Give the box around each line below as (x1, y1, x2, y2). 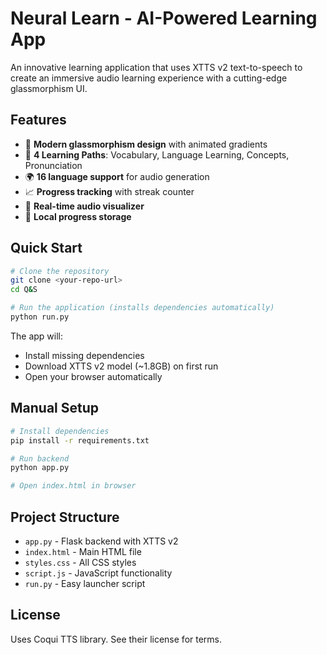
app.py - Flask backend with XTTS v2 (24, 535, 179, 547)
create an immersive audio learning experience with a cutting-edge (10, 72, 288, 84)
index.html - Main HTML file (24, 545, 142, 557)
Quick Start (10, 240, 83, 257)
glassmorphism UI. (10, 82, 88, 94)
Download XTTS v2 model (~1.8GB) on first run (24, 360, 219, 372)
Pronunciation (24, 159, 83, 171)
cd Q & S (10, 285, 38, 295)
